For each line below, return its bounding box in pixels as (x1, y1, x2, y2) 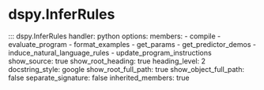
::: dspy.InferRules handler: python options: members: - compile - (8, 31, 221, 41)
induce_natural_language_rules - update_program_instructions (8, 48, 212, 57)
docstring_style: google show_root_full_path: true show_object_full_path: (8, 64, 245, 74)
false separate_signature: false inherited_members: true (8, 73, 190, 82)
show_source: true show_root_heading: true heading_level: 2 (8, 56, 206, 66)
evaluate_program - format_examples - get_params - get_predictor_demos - (8, 39, 257, 49)
